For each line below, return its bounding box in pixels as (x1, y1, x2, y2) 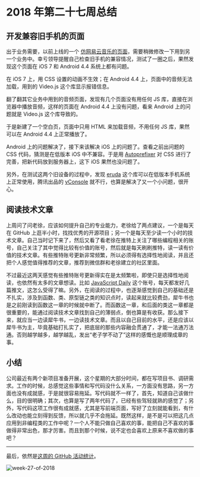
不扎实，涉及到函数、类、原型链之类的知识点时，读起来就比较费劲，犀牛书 (6, 294, 189, 301)
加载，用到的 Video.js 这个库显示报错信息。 (6, 83, 112, 90)
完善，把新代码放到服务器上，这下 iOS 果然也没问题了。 (6, 158, 143, 165)
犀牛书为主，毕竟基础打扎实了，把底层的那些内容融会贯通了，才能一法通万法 (6, 323, 194, 331)
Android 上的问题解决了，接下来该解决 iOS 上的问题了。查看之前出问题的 (6, 144, 185, 150)
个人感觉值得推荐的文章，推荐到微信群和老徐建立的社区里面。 (11, 258, 162, 266)
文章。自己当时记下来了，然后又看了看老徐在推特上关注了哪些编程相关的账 (11, 236, 194, 244)
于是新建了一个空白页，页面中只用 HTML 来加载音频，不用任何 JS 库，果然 (6, 123, 190, 130)
